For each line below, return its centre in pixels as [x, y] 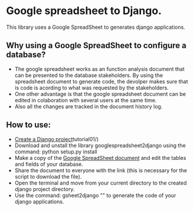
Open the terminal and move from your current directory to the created [101, 183]
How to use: [29, 125]
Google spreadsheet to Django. [84, 11]
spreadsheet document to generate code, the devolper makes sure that [101, 81]
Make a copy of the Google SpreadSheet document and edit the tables [101, 158]
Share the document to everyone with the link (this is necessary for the [101, 170]
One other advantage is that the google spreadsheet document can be [100, 94]
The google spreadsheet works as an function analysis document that [99, 69]
